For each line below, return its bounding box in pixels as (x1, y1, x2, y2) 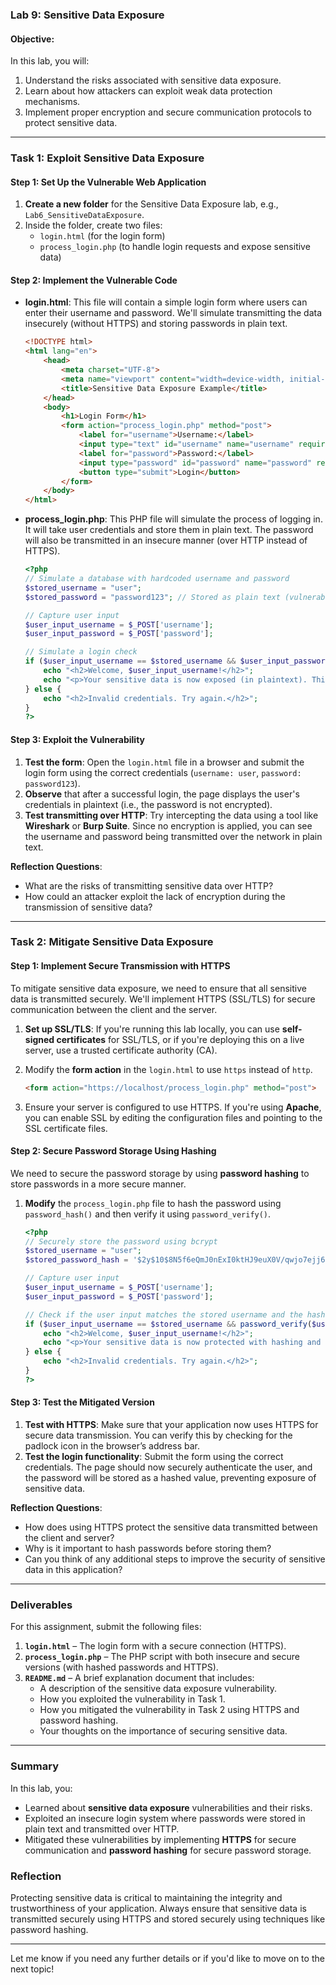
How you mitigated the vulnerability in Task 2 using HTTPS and (39, 1704, 300, 1716)
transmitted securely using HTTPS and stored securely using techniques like (10, 1913, 326, 1925)
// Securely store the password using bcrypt (24, 1236, 218, 1247)
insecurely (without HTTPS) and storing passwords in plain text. (24, 318, 288, 330)
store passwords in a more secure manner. (10, 1178, 187, 1190)
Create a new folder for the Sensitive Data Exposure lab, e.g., (24, 198, 279, 210)
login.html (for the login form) (39, 230, 166, 242)
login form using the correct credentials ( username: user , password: (24, 766, 302, 778)
